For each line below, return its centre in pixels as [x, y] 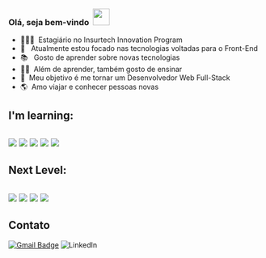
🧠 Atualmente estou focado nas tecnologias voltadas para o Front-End [139, 49]
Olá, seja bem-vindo [49, 22]
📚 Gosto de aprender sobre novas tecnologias [100, 57]
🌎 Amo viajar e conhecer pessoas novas [89, 87]
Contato [29, 225]
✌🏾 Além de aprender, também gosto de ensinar [101, 70]
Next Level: [38, 170]
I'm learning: [41, 115]
